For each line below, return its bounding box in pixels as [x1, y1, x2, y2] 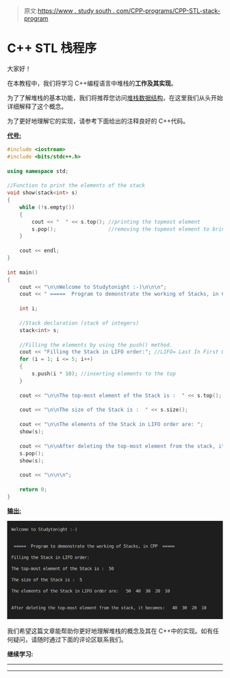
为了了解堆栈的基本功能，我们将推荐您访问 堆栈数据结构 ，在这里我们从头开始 [7, 93, 223, 102]
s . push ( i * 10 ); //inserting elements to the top [31, 371, 176, 377]
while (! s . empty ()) [19, 204, 75, 211]
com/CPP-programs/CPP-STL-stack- [116, 7, 221, 14]
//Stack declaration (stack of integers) [19, 319, 139, 327]
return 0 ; [19, 487, 48, 493]
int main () [7, 269, 38, 276]
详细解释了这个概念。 [7, 102, 67, 110]
